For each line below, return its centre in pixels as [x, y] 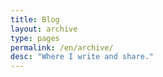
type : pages [35, 38]
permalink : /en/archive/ [62, 47]
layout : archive [44, 29]
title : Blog [35, 19]
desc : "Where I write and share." [82, 57]
